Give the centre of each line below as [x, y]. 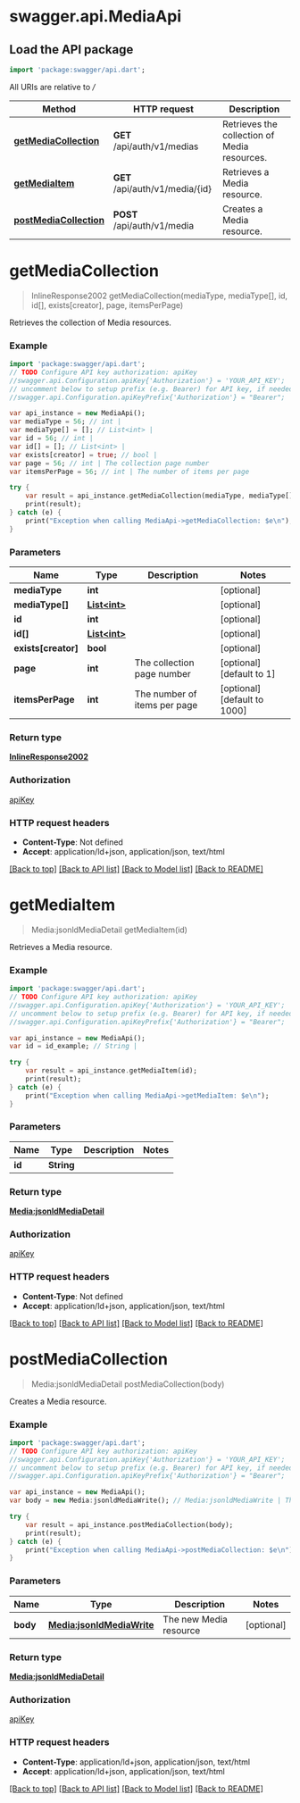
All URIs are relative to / [52, 87]
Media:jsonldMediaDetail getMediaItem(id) [109, 930]
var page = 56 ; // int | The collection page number [109, 463]
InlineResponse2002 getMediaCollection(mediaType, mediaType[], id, [159, 296]
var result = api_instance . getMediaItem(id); [112, 1071]
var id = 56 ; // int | [51, 438]
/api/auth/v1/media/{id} [162, 188]
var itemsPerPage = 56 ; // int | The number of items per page [129, 472]
